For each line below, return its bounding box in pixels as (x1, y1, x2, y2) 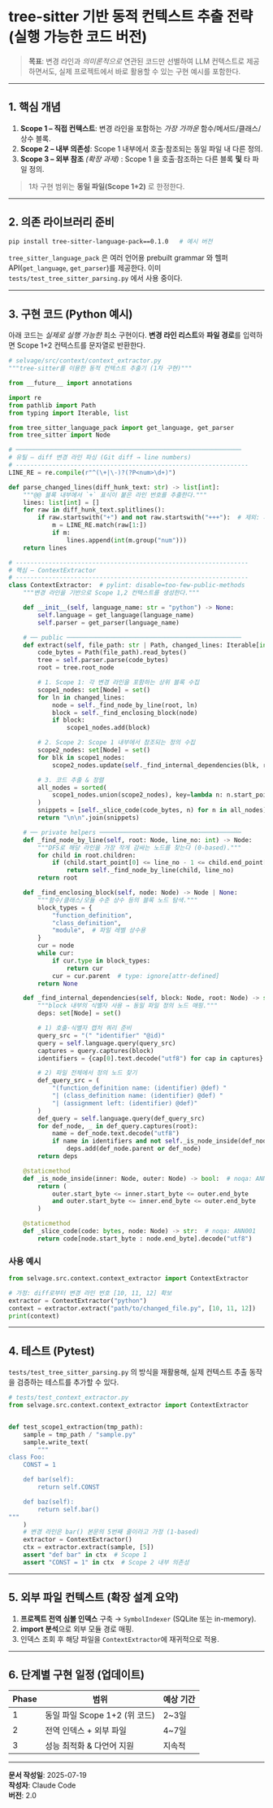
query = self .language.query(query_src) (37, 1039, 176, 1047)
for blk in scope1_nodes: (37, 753, 126, 761)
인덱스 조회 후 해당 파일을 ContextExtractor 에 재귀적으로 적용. (19, 1634, 219, 1643)
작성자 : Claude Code (8, 1780, 76, 1790)
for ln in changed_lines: (37, 693, 126, 701)
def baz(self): (23, 1498, 75, 1506)
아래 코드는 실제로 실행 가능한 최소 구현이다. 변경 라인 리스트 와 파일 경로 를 (8, 331, 241, 340)
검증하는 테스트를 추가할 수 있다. (16, 1377, 119, 1387)
